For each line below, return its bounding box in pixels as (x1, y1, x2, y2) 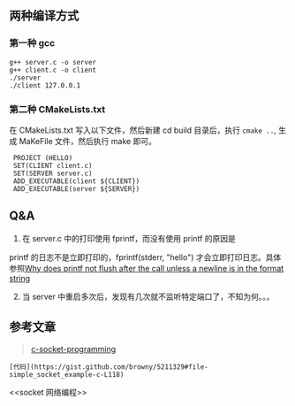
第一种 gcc (9, 37, 56, 50)
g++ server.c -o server (9, 57, 97, 66)
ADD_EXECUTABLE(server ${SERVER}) (12, 184, 140, 193)
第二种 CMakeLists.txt (9, 103, 106, 115)
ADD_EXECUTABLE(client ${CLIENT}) (12, 176, 140, 186)
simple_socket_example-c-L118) (9, 370, 125, 379)
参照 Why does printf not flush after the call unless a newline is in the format (9, 263, 284, 273)
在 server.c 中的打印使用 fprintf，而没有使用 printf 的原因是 (21, 233, 237, 243)
